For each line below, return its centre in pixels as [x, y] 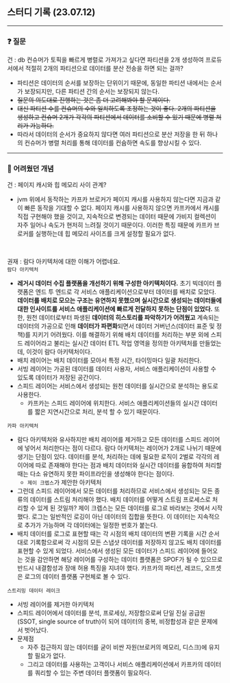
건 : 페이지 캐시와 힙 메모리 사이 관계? [57, 185]
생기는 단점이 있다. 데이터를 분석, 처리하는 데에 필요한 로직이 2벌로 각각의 [115, 457]
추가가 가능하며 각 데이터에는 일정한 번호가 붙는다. [91, 525]
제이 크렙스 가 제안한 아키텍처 [64, 482]
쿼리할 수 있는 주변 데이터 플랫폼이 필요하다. [93, 673]
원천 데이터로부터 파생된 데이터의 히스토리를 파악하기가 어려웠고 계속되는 [123, 318]
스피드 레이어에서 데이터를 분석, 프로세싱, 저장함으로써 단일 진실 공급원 [111, 613]
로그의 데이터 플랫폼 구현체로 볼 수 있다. [77, 577]
